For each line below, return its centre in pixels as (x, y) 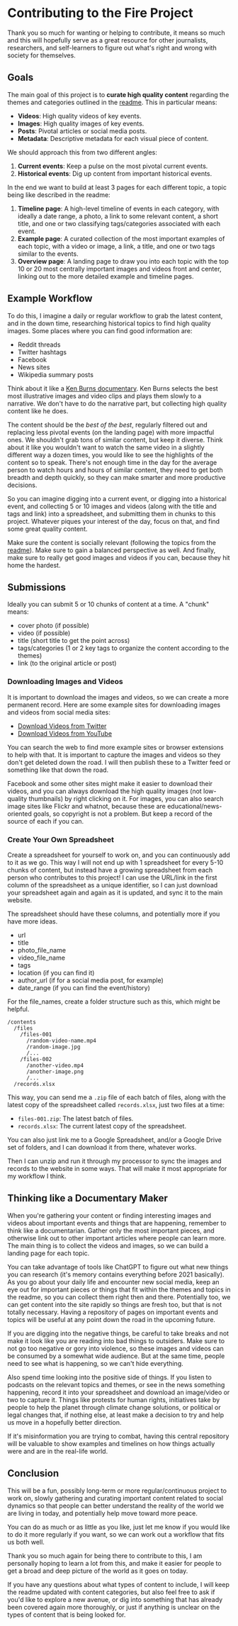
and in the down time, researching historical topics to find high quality (109, 323)
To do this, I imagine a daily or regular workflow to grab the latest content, (115, 315)
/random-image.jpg (53, 1047)
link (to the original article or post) (67, 663)
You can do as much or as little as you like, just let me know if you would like (119, 1527)
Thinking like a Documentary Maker (88, 1198)
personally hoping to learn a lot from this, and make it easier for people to (114, 1563)
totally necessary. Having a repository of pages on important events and (113, 1312)
